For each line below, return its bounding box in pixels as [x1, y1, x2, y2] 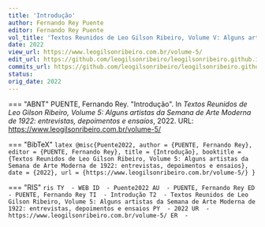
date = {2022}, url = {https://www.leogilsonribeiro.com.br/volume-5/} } [8, 169, 256, 177]
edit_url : [8, 56, 41, 64]
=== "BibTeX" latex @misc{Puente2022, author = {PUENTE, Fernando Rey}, [8, 140, 252, 149]
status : [8, 70, 34, 78]
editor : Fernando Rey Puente [8, 26, 104, 34]
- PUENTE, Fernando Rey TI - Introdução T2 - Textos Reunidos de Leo [8, 191, 248, 199]
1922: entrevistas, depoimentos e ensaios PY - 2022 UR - [8, 204, 211, 213]
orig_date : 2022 [8, 77, 62, 85]
